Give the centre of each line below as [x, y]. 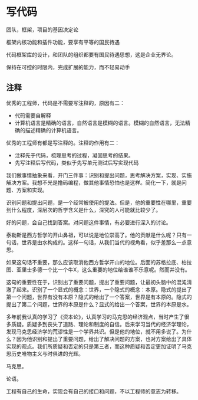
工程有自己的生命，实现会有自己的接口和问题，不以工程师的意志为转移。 [94, 391]
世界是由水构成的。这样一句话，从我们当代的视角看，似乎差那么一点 [104, 242]
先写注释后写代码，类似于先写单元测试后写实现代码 [77, 162]
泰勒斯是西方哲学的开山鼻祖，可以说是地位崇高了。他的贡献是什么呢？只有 [96, 235]
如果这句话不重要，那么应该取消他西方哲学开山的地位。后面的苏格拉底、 [94, 262]
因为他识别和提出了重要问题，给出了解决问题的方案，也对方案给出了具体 [104, 339]
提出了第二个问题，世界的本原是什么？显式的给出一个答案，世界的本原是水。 [99, 304]
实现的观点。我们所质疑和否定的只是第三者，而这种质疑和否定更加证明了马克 [99, 346]
